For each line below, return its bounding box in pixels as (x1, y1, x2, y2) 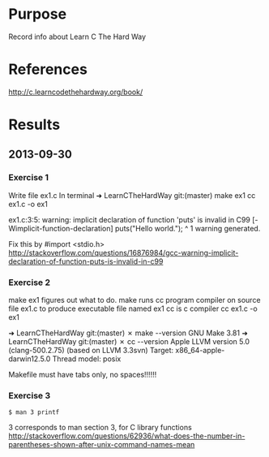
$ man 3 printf (8, 408, 60, 416)
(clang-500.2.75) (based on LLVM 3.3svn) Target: (8, 346, 174, 356)
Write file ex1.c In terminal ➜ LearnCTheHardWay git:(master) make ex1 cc (8, 190, 256, 200)
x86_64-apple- (175, 346, 225, 356)
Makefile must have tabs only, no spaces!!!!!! (8, 370, 157, 380)
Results (8, 115, 61, 134)
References (8, 60, 88, 79)
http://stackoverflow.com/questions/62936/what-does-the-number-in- (8, 431, 246, 441)
